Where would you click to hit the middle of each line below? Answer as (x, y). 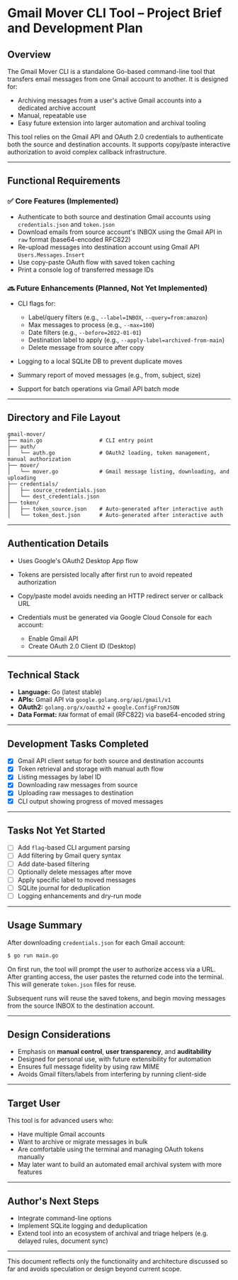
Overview (29, 54)
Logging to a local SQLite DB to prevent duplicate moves (100, 361)
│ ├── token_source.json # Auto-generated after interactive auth (115, 509)
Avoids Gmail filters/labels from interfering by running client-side (112, 1074)
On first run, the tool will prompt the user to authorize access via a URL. (112, 969)
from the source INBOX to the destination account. (81, 1006)
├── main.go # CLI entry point (80, 440)
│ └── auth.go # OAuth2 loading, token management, (109, 453)
